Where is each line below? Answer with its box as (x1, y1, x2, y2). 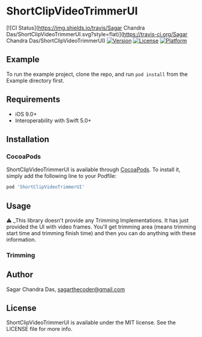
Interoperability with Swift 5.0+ (14, 116, 92, 124)
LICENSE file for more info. (6, 326, 73, 333)
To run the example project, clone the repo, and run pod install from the (6, 71, 188, 78)
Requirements (6, 95, 60, 105)
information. (6, 236, 37, 243)
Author (6, 269, 33, 280)
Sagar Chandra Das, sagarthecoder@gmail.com (6, 285, 125, 293)
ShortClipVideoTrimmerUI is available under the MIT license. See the (6, 319, 176, 326)
